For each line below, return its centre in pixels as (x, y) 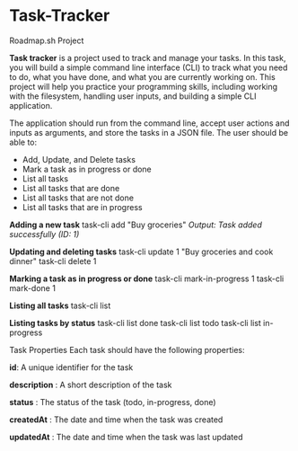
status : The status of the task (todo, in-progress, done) (113, 402)
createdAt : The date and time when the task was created (116, 420)
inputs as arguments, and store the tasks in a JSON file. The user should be (149, 132)
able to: (23, 142)
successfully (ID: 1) (44, 234)
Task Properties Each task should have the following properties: (127, 349)
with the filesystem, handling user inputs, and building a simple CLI (133, 96)
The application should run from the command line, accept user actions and (149, 123)
